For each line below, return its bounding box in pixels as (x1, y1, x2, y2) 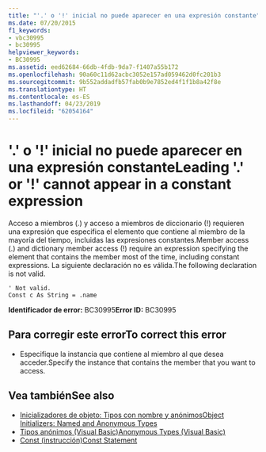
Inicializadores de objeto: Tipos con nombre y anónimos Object (19, 410, 224, 419)
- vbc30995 (8, 33, 44, 42)
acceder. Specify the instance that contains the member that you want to (19, 358, 256, 367)
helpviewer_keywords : (8, 48, 80, 56)
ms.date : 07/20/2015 (8, 19, 77, 27)
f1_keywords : (8, 26, 51, 34)
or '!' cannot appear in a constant (8, 175, 232, 193)
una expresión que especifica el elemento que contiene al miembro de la (8, 227, 245, 236)
